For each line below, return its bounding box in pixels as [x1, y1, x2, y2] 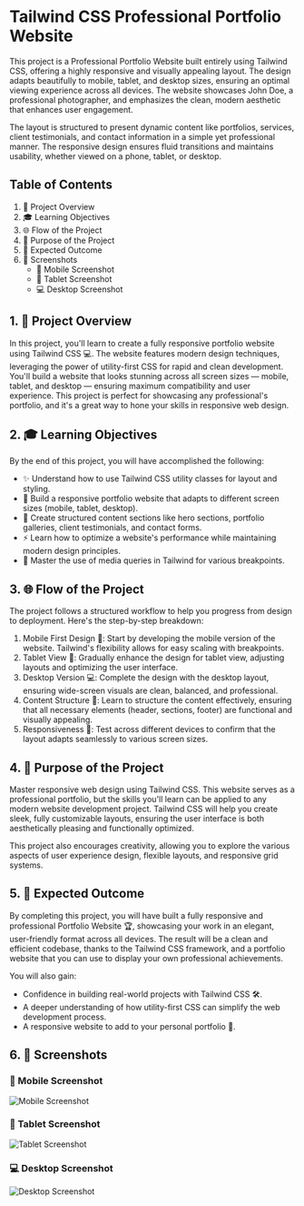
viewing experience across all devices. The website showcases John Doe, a [9, 85, 294, 95]
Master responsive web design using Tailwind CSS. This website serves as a [9, 784, 295, 795]
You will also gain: [9, 970, 77, 981]
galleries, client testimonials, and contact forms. [22, 522, 202, 533]
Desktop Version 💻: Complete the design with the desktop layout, [22, 672, 270, 683]
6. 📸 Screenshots [9, 1048, 108, 1063]
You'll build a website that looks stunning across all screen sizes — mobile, [9, 370, 289, 381]
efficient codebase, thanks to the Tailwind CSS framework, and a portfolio [9, 943, 286, 954]
